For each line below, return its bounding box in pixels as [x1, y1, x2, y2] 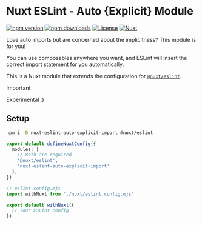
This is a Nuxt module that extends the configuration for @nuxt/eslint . [6, 72, 182, 79]
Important [6, 84, 31, 92]
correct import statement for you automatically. [6, 61, 124, 68]
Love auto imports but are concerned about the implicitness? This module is [6, 36, 196, 43]
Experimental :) [6, 96, 44, 103]
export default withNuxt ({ [6, 202, 75, 208]
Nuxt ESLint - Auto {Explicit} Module [6, 4, 194, 18]
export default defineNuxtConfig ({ [6, 141, 96, 147]
